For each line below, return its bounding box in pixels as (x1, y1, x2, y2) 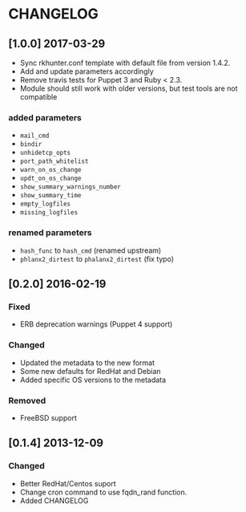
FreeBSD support (19, 412, 78, 422)
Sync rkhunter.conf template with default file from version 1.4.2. (19, 58, 231, 67)
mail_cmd (19, 132, 50, 140)
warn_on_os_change (19, 166, 82, 174)
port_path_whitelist (19, 157, 89, 165)
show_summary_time (19, 192, 82, 200)
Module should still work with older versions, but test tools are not (19, 83, 238, 93)
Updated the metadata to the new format (19, 358, 155, 368)
